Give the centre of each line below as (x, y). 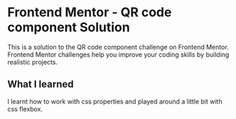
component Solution (69, 27)
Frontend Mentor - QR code (90, 12)
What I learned (41, 85)
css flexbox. (25, 109)
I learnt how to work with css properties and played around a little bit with (115, 101)
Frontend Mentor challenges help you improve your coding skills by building (118, 55)
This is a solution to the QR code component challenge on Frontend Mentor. (118, 47)
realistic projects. (33, 62)
